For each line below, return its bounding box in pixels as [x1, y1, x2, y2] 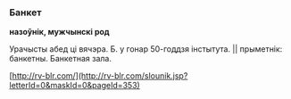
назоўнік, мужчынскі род [9, 27, 110, 37]
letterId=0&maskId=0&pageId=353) [9, 80, 140, 91]
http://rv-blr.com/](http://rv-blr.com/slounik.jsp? [12, 70, 188, 81]
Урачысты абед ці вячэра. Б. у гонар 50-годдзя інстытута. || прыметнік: [9, 44, 283, 54]
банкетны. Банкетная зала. [9, 54, 112, 64]
